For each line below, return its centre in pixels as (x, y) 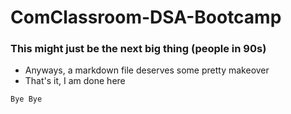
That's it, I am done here (75, 81)
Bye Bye (26, 99)
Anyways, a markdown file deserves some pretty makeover (147, 70)
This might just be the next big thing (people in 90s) (138, 49)
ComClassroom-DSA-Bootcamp (146, 17)
